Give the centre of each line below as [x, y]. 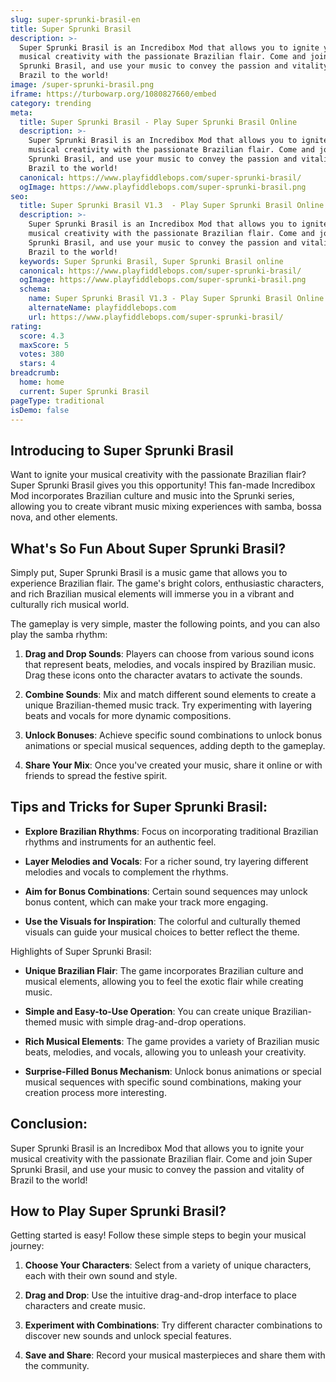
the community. [57, 1366]
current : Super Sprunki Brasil [84, 391]
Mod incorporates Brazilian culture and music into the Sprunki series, [152, 496]
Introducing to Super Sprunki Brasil [122, 450]
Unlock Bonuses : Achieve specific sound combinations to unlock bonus [173, 735]
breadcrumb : [35, 373]
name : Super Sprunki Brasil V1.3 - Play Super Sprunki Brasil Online [176, 299]
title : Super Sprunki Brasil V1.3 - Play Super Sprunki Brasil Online [172, 206]
